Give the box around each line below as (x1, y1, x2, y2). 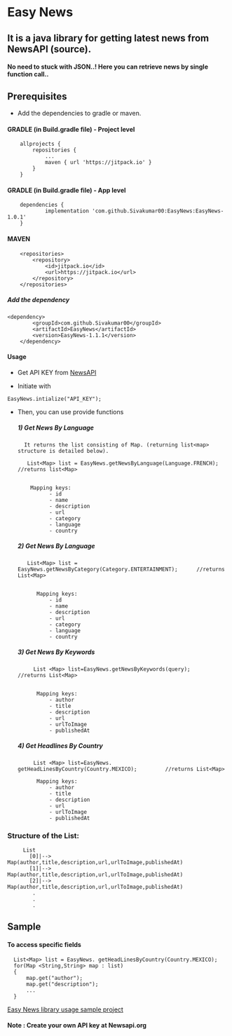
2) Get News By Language (17, 542, 96, 550)
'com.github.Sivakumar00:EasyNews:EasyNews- (92, 207, 224, 214)
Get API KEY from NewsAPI (17, 368, 97, 376)
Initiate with (17, 381, 51, 390)
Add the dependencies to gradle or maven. (17, 109, 142, 117)
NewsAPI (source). (7, 43, 92, 55)
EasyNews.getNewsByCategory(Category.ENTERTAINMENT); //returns (17, 566, 226, 573)
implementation (44, 207, 90, 214)
